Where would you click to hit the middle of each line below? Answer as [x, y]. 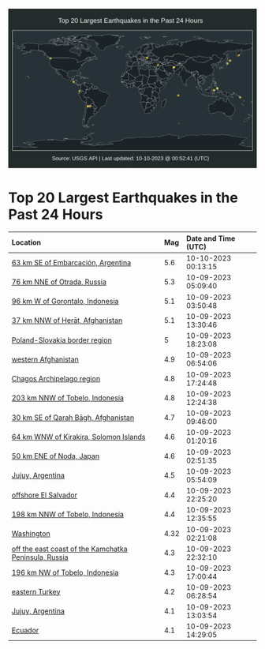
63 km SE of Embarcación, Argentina [71, 262]
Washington [31, 534]
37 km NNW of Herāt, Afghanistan [67, 321]
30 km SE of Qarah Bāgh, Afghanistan [73, 417]
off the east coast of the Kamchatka [69, 549]
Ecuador [25, 630]
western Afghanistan [45, 359]
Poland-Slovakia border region [62, 340]
